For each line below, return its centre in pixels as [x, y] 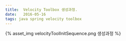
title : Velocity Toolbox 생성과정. [41, 10]
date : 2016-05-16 [26, 14]
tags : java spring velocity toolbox [43, 19]
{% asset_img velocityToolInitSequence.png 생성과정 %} [63, 34]
